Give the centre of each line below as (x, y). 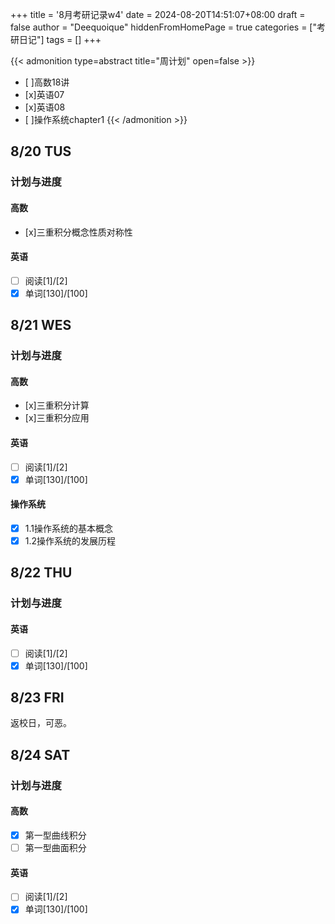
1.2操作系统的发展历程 (70, 540)
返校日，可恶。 (41, 723)
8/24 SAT (40, 754)
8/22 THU (41, 573)
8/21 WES (41, 325)
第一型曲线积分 (55, 835)
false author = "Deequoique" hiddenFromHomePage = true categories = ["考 (168, 27)
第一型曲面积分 (55, 848)
